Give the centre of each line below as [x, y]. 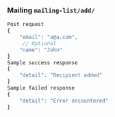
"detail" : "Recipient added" [61, 75]
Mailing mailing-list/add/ [51, 10]
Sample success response [42, 63]
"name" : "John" [41, 50]
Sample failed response [41, 88]
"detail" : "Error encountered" [64, 101]
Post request [26, 25]
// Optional [39, 43]
